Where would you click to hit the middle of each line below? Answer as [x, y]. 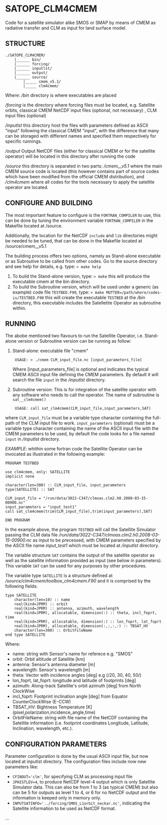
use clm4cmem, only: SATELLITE [38, 472]
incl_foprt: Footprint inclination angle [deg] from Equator [70, 696]
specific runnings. [24, 141]
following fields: [21, 586]
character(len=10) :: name [42, 600]
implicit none [20, 476]
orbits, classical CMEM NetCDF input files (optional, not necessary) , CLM [81, 110]
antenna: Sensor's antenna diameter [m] [54, 665]
